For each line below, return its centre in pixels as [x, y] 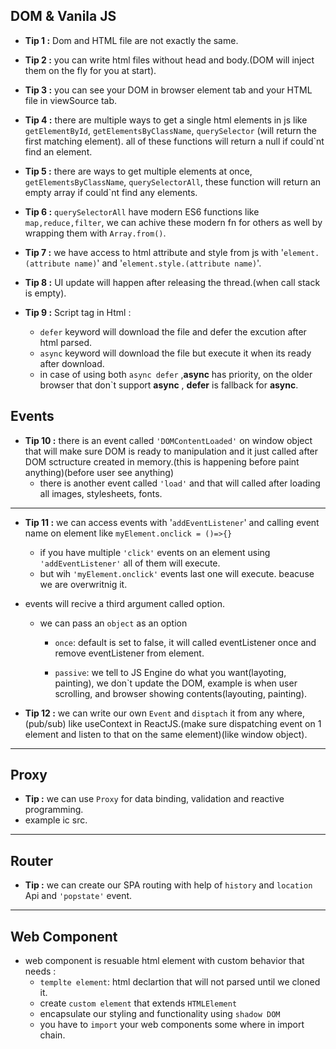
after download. [72, 363]
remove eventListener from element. [129, 653]
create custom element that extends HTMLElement [138, 1003]
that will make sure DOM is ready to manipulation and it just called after [171, 451]
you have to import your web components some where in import [172, 1025]
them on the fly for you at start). [90, 70]
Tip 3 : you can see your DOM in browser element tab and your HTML [168, 90]
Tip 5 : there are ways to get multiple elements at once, [138, 171]
